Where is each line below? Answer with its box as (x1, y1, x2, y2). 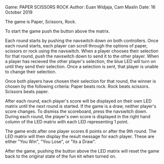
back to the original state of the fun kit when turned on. (5, 153, 117, 159)
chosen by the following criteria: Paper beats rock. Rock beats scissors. (5, 83, 150, 89)
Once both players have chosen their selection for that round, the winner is (5, 78, 156, 84)
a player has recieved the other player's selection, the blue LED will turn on (5, 59, 156, 64)
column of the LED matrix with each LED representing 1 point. (5, 119, 129, 124)
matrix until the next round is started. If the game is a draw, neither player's (5, 103, 157, 109)
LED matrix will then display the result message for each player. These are (5, 134, 155, 139)
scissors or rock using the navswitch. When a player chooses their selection (5, 48, 159, 54)
